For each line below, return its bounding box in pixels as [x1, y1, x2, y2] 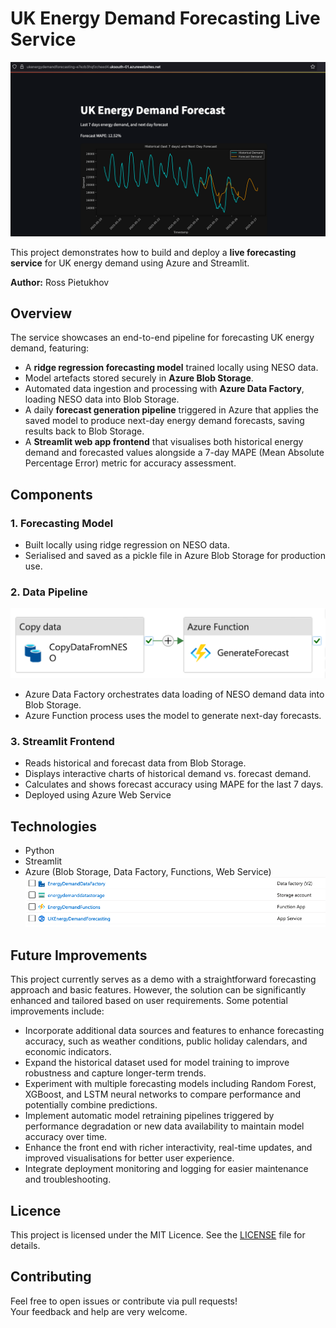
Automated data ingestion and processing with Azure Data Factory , [24, 383, 305, 395]
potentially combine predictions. [24, 1099, 158, 1111]
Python [24, 845, 55, 857]
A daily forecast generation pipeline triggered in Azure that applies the [24, 404, 319, 416]
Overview [10, 305, 73, 322]
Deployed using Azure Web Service [24, 789, 172, 801]
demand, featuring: [10, 342, 90, 354]
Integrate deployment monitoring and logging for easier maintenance [24, 1163, 309, 1175]
